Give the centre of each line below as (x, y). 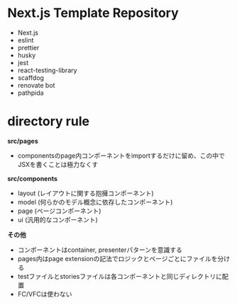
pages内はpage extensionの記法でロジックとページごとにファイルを (117, 258)
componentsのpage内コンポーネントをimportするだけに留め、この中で (121, 155)
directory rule (49, 121)
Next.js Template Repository (93, 13)
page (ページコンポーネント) (59, 211)
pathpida (31, 93)
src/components (33, 178)
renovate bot (36, 85)
